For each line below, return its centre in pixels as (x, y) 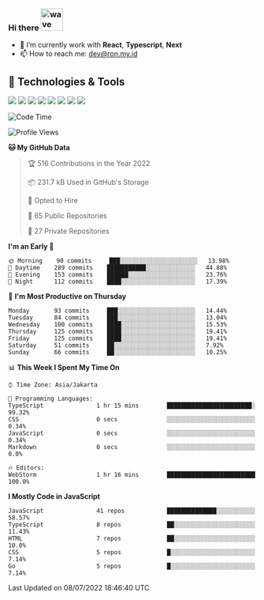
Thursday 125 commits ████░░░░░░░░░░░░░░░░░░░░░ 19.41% (117, 332)
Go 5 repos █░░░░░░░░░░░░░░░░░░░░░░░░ (132, 566)
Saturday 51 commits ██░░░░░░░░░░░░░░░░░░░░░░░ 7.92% (116, 345)
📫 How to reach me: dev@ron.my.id (78, 54)
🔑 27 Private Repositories (69, 231)
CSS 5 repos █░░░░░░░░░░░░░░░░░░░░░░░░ (132, 553)
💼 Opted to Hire (53, 201)
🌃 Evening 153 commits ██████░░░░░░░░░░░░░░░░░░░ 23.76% (117, 275)
